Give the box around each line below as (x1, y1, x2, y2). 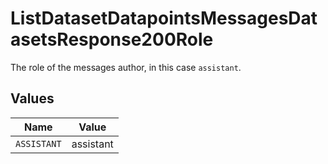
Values (10, 90, 55, 107)
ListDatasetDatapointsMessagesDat (10, 7, 318, 30)
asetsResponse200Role (10, 28, 214, 51)
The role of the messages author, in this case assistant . (10, 61, 242, 73)
